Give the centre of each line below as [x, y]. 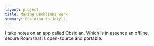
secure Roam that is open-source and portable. [54, 38]
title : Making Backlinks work [37, 14]
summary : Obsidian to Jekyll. [37, 19]
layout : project [22, 10]
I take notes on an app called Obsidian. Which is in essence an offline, [77, 33]
